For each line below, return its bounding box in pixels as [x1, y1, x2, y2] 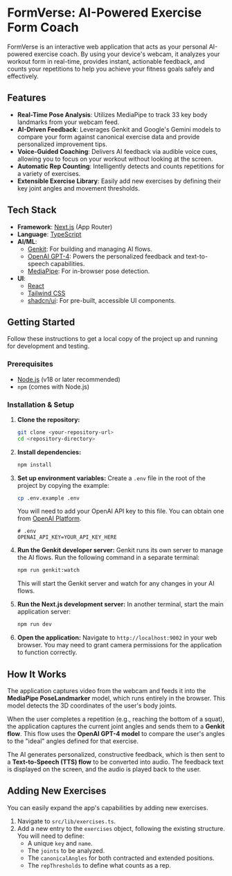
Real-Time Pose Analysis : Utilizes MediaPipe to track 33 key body [17, 110, 208, 119]
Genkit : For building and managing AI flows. [27, 245, 152, 253]
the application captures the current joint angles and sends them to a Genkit [7, 722, 225, 730]
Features [7, 92, 46, 104]
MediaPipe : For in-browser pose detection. [27, 267, 150, 275]
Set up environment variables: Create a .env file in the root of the [17, 473, 206, 482]
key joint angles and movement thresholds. [17, 184, 140, 192]
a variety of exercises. [17, 169, 81, 177]
